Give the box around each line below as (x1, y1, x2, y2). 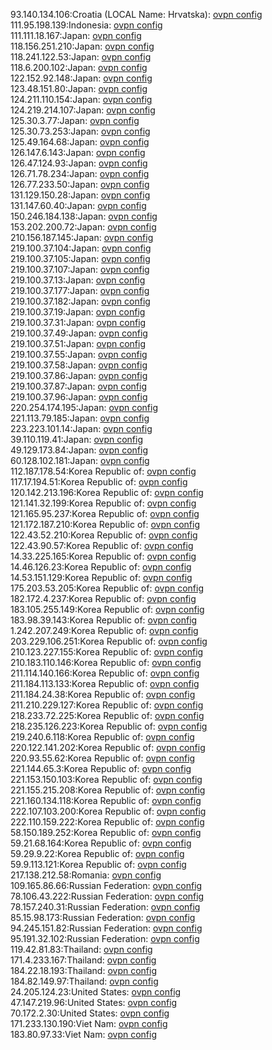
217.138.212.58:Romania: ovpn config (10, 869, 162, 881)
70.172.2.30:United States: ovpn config (10, 1007, 170, 1019)
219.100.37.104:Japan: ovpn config (10, 242, 152, 254)
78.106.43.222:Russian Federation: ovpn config (10, 890, 205, 902)
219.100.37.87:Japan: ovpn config (10, 380, 147, 392)
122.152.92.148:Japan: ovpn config (10, 72, 153, 84)
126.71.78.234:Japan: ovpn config (10, 168, 150, 179)
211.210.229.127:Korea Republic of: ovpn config (10, 699, 204, 711)
